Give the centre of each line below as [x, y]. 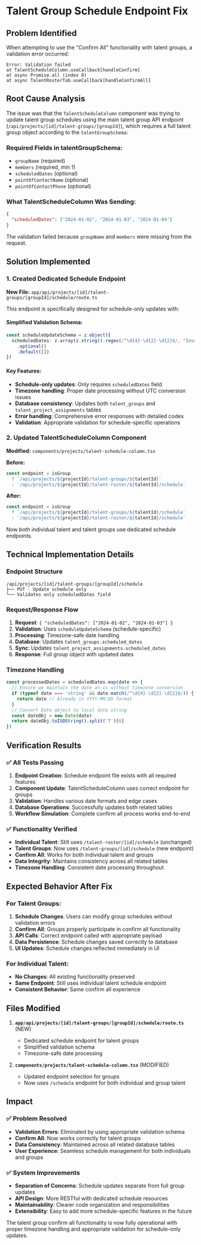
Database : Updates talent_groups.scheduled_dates [78, 642]
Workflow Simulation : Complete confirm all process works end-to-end [102, 813]
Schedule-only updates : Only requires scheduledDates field [89, 384]
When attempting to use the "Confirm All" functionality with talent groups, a [99, 47]
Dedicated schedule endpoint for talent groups [81, 1040]
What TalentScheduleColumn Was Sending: [71, 202]
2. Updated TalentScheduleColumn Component [76, 438]
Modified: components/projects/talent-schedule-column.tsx [81, 450]
